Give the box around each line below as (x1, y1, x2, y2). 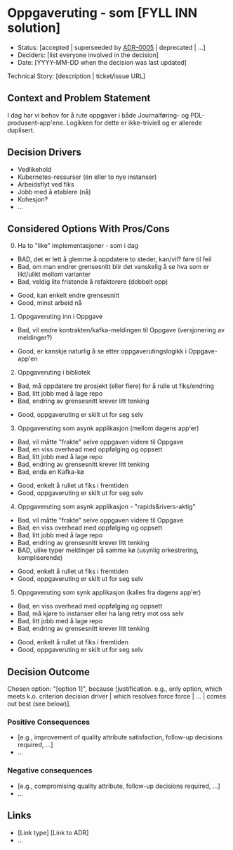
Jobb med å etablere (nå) (17, 187, 91, 196)
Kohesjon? (17, 195, 48, 204)
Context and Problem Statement (7, 92, 151, 104)
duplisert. (7, 125, 35, 135)
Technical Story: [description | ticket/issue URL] (7, 72, 146, 80)
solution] (7, 20, 61, 36)
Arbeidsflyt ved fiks (17, 180, 75, 188)
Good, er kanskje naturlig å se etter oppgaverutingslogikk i (17, 347, 187, 356)
